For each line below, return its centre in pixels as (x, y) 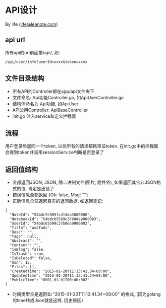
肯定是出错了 (41, 189)
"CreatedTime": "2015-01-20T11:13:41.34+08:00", (61, 271)
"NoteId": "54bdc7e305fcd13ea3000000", (51, 215)
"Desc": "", (22, 232)
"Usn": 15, (21, 263)
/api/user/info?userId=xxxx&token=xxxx (46, 62)
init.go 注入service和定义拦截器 (44, 116)
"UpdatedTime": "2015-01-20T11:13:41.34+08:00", (61, 276)
